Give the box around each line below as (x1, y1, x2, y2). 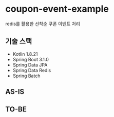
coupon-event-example (5, 3, 109, 15)
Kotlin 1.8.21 (12, 51, 38, 57)
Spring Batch (12, 73, 41, 79)
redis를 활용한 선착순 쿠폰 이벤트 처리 (5, 20, 81, 27)
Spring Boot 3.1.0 (12, 56, 49, 62)
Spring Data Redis (12, 67, 51, 73)
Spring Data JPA (12, 62, 48, 68)
